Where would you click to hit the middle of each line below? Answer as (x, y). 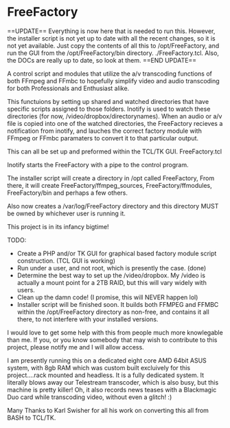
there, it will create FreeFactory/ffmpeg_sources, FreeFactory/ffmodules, (110, 185)
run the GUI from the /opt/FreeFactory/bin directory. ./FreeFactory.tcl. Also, (113, 53)
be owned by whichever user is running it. (66, 213)
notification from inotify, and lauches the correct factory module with (105, 131)
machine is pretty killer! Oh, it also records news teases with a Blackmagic (112, 389)
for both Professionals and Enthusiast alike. (68, 88)
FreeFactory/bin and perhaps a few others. (68, 193)
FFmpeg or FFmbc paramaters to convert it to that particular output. (103, 138)
